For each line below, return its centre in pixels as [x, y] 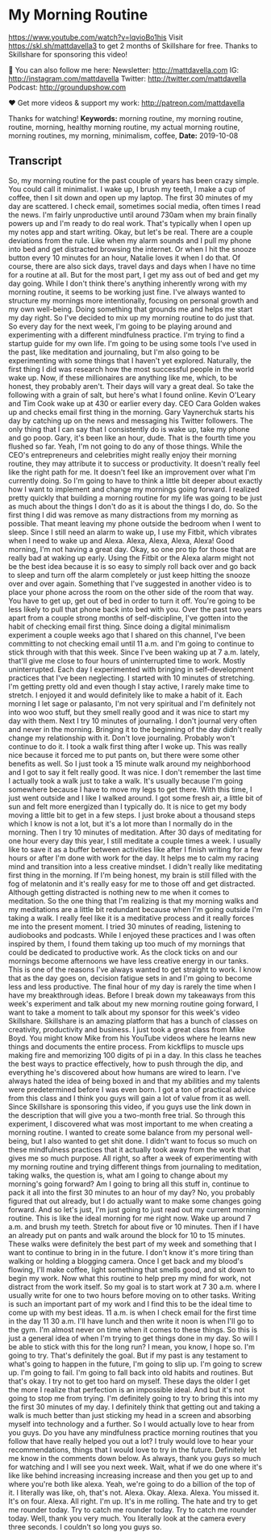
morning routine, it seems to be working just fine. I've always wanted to [127, 291]
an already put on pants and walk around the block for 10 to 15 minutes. [127, 1235]
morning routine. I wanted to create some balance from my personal [121, 1132]
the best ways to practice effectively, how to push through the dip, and [126, 1064]
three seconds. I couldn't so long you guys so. [85, 1526]
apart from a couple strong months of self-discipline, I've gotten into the [128, 617]
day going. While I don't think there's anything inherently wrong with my [128, 283]
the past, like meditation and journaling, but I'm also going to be [114, 352]
